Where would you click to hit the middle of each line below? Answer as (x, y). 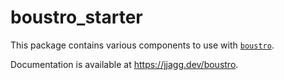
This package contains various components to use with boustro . (142, 45)
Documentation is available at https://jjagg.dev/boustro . (124, 64)
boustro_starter (76, 17)
